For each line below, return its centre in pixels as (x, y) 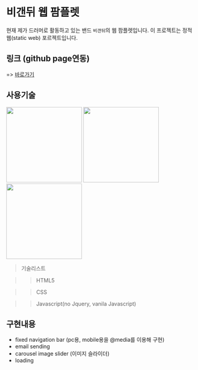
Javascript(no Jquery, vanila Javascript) (86, 304)
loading (24, 360)
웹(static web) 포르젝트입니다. (42, 37)
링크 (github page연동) (48, 59)
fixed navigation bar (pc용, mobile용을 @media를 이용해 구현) (90, 340)
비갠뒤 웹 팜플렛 (43, 12)
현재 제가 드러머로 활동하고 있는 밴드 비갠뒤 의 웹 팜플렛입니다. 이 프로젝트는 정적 (99, 30)
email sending (32, 346)
